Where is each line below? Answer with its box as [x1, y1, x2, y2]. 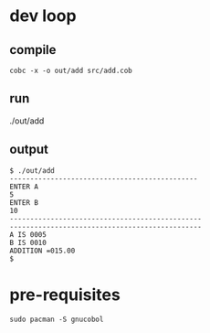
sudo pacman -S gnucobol [9, 315, 104, 324]
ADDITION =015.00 [9, 246, 76, 255]
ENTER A [9, 182, 39, 191]
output [9, 142, 48, 157]
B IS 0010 [9, 238, 47, 247]
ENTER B [9, 198, 39, 207]
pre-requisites [9, 285, 121, 305]
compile [9, 42, 57, 58]
